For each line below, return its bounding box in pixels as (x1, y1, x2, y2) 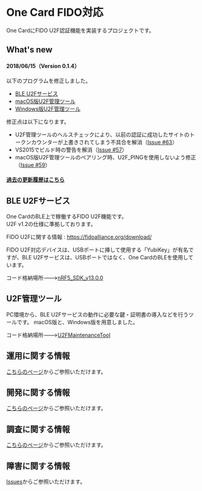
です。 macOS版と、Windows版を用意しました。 (16, 318, 138, 326)
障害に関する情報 (6, 461, 70, 471)
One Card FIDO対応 (6, 5, 104, 19)
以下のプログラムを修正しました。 (6, 77, 91, 84)
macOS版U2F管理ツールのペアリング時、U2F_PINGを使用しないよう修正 (15, 153, 197, 161)
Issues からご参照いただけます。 (6, 478, 86, 485)
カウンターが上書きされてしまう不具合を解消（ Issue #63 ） (31, 138, 178, 145)
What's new (6, 45, 53, 55)
